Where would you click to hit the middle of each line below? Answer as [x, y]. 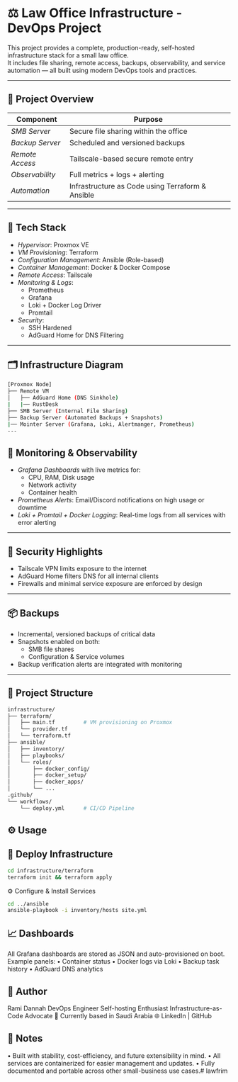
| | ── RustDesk [33, 405]
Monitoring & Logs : [45, 282]
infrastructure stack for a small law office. [68, 55]
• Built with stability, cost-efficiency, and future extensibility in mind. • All [114, 1055]
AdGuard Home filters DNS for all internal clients [88, 576]
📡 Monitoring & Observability [73, 452]
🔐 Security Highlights [55, 552]
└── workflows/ [30, 801]
